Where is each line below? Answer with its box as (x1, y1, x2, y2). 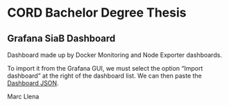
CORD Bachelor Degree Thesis (7, 5, 187, 21)
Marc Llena (7, 92, 40, 100)
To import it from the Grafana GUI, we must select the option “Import (7, 64, 203, 72)
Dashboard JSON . (7, 79, 59, 87)
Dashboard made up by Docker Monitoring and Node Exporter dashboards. (7, 51, 222, 59)
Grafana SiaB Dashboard (7, 33, 116, 44)
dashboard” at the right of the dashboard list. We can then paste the (7, 71, 203, 80)
